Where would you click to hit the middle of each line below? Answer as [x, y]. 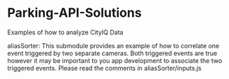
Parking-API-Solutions [74, 13]
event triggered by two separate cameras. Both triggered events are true [112, 53]
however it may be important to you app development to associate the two [115, 60]
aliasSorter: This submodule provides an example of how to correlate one [113, 45]
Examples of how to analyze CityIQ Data [65, 32]
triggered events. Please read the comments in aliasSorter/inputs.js [104, 68]
